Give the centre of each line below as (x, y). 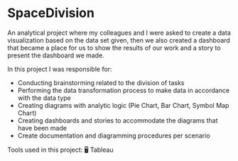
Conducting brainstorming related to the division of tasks (101, 82)
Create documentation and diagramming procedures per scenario (114, 135)
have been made (42, 128)
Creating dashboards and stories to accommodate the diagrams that (118, 120)
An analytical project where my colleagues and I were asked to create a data (119, 33)
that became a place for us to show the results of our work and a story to (114, 48)
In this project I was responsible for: (60, 69)
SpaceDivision (51, 13)
